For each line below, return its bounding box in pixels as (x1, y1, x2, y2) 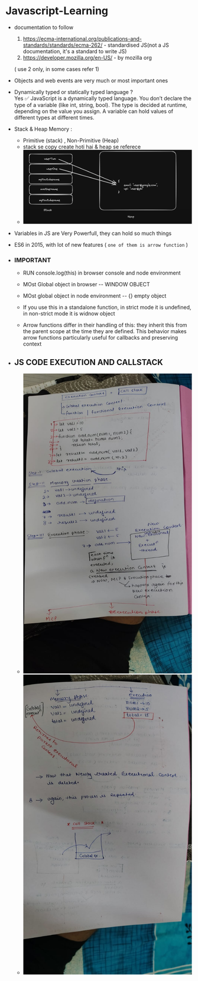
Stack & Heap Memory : (14, 125, 72, 133)
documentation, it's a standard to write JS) (22, 47, 127, 54)
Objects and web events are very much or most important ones (14, 77, 168, 84)
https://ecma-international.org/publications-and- (22, 35, 142, 42)
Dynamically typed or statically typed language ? (14, 88, 134, 95)
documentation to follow (14, 24, 74, 31)
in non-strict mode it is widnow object (22, 309, 116, 317)
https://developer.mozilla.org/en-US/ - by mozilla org (22, 54, 152, 61)
